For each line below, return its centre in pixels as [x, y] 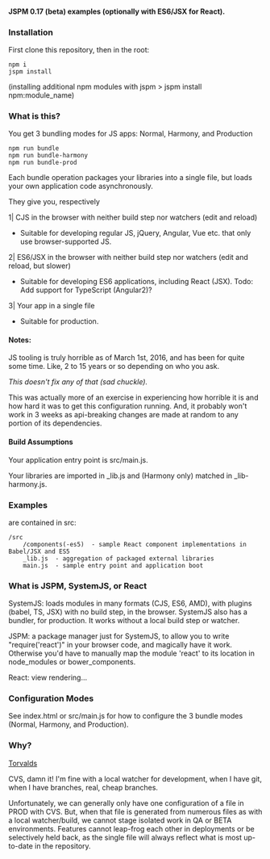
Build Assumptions [41, 442]
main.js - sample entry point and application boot [113, 565]
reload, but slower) [39, 266]
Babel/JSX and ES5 [39, 551]
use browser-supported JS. [66, 241]
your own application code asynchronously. [81, 186]
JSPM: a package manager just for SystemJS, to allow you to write [119, 636]
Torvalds [23, 763]
